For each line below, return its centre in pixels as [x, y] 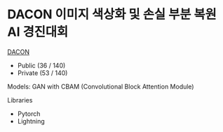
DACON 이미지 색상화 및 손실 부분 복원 [112, 14]
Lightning [31, 121]
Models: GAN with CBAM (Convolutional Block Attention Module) [101, 86]
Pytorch [29, 114]
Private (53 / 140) [42, 73]
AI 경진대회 [38, 32]
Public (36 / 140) [41, 65]
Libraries [20, 100]
